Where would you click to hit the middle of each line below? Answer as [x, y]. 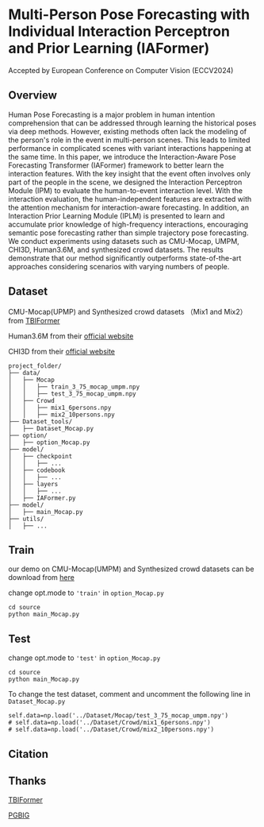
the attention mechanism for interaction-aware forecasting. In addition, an [129, 207]
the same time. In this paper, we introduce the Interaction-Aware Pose [122, 157]
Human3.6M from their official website [71, 336]
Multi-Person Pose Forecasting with [129, 15]
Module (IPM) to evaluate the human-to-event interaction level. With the [126, 190]
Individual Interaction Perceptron [119, 31]
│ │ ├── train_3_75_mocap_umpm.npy [74, 387]
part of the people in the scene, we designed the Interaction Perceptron [125, 182]
